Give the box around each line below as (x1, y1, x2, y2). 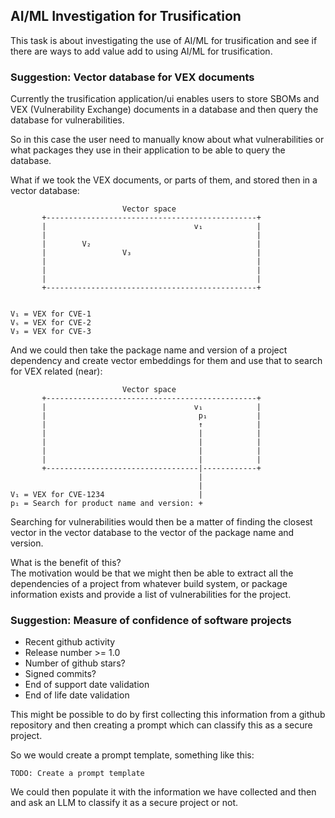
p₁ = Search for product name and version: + (10, 499, 203, 509)
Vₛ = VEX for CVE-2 (10, 318, 92, 328)
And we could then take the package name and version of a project (10, 344, 288, 356)
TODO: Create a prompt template (10, 769, 145, 779)
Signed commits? (24, 668, 97, 680)
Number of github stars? (24, 657, 126, 669)
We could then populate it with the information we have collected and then (10, 786, 317, 798)
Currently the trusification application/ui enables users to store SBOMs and (10, 93, 320, 105)
